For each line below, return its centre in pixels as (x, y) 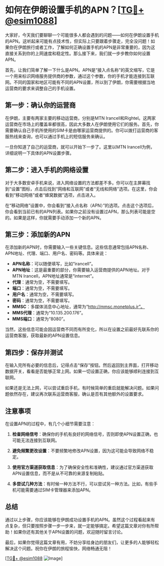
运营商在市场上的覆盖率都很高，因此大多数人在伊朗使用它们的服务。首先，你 (82, 124)
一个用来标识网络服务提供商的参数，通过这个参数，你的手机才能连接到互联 (80, 76)
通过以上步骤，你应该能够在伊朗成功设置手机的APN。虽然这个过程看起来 (78, 519)
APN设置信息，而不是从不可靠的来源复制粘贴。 (59, 473)
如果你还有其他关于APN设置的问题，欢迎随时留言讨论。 (69, 532)
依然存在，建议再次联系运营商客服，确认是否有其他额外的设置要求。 (78, 394)
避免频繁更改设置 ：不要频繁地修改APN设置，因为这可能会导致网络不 (81, 451)
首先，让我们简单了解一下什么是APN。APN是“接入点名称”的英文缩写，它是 (80, 70)
